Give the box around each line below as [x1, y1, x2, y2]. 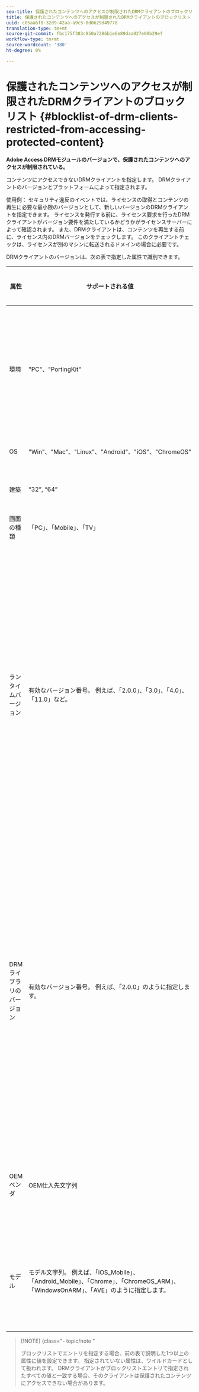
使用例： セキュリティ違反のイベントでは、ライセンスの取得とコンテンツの [6, 196, 189, 203]
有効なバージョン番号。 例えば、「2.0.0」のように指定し [28, 982, 185, 991]
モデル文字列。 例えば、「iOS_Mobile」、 [28, 1268, 139, 1276]
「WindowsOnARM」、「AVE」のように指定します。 [28, 1286, 170, 1294]
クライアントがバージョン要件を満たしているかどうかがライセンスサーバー [6, 218, 188, 225]
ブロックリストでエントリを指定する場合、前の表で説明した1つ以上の [20, 1349, 190, 1356]
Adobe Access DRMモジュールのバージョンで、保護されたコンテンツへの [6, 156, 185, 163]
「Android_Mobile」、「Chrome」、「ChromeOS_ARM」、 [28, 1277, 179, 1285]
